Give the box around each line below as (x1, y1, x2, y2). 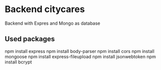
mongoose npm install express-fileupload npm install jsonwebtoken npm (5, 53, 156, 59)
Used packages (5, 35, 55, 43)
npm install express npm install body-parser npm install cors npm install (5, 48, 155, 54)
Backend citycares (5, 4, 85, 15)
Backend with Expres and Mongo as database (5, 20, 101, 26)
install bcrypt (5, 59, 32, 65)
